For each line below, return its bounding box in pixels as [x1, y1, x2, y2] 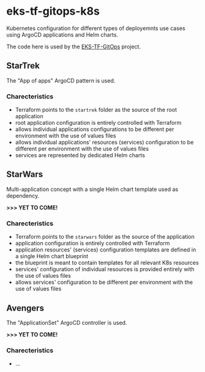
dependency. [6, 192, 40, 199]
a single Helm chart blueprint [15, 253, 89, 260]
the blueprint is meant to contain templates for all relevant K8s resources [15, 259, 199, 267]
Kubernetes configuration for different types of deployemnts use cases [6, 24, 185, 32]
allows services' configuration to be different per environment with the [15, 278, 193, 286]
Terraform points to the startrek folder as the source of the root [15, 106, 177, 114]
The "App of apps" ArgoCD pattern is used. [6, 76, 116, 84]
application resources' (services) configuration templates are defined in [15, 246, 196, 253]
